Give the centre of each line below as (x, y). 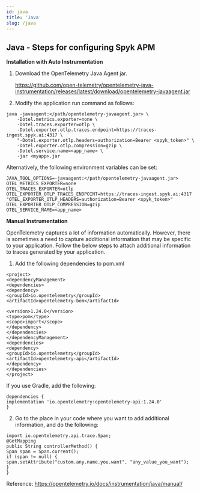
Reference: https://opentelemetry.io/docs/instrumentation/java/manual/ (95, 484)
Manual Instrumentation (37, 221)
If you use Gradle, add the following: (51, 386)
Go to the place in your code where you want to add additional (92, 418)
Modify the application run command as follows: (74, 103)
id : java (17, 12)
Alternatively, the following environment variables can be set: (82, 167)
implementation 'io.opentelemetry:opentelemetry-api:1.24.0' (84, 402)
